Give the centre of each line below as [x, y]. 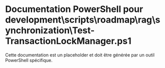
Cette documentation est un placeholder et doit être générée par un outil [80, 55]
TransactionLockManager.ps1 [68, 41]
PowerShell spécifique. [29, 60]
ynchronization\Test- [50, 30]
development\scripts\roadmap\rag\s [83, 20]
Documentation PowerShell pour [74, 9]
